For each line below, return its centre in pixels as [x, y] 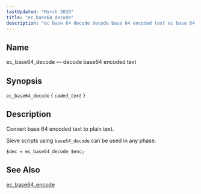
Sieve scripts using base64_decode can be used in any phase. [81, 140]
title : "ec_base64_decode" [40, 17]
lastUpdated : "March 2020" [40, 12]
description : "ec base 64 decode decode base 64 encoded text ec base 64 [101, 23]
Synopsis [24, 81]
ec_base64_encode [31, 184]
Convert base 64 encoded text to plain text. [60, 129]
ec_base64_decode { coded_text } [46, 95]
